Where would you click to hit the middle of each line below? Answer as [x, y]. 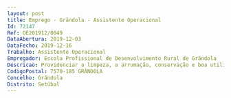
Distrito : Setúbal [33, 84]
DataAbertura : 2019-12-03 [44, 39]
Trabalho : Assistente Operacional [57, 52]
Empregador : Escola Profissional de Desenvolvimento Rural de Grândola [112, 59]
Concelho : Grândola [35, 78]
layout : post [26, 13]
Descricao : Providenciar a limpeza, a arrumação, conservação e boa [107, 65]
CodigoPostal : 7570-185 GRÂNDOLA [55, 71]
